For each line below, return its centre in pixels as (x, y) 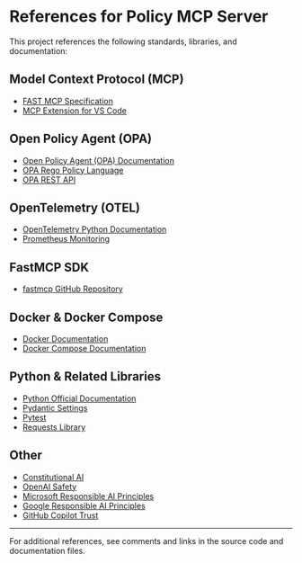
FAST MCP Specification (68, 101)
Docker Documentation (65, 339)
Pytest (34, 417)
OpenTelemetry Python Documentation (94, 229)
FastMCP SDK (49, 267)
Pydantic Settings (55, 407)
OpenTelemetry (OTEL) (75, 207)
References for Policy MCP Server (139, 17)
